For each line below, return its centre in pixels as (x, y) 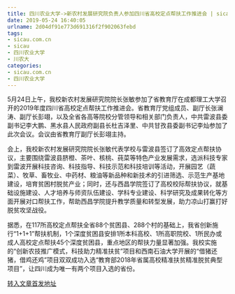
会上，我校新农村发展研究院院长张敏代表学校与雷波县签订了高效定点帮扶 (111, 149)
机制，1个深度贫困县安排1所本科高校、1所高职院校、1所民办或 (134, 234)
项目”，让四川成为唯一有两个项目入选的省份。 (73, 269)
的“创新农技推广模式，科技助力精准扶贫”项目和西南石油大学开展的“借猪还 (113, 251)
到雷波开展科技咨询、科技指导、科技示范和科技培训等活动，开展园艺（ (108, 167)
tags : (15, 33)
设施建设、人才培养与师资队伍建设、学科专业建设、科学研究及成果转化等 (117, 193)
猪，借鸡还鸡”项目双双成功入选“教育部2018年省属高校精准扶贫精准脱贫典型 (115, 260)
